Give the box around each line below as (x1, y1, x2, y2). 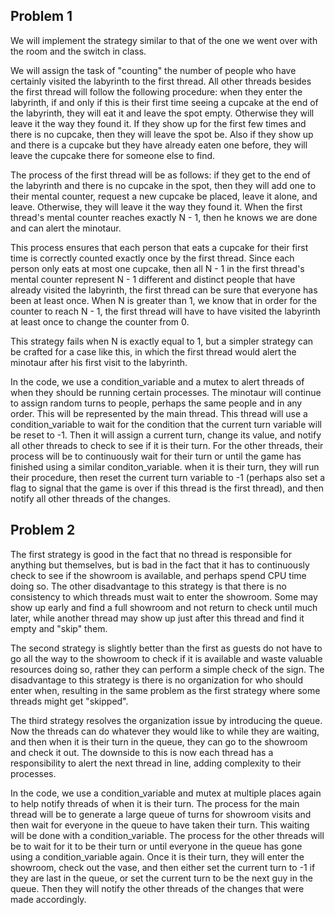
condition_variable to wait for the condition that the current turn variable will (10, 418, 322, 430)
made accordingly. (10, 893, 87, 905)
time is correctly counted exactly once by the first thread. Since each (10, 252, 295, 264)
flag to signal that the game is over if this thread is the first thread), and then (10, 482, 325, 494)
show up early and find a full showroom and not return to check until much (10, 601, 318, 613)
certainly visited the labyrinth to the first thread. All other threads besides (10, 75, 312, 87)
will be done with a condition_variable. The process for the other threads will (10, 829, 325, 841)
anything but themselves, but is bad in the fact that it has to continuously (10, 559, 310, 571)
